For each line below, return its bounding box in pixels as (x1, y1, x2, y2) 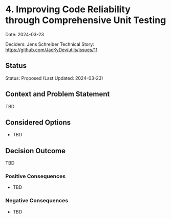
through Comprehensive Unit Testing (5, 14, 166, 26)
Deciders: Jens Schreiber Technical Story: (5, 41, 95, 47)
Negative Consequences (5, 197, 68, 204)
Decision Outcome (5, 147, 66, 155)
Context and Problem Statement (5, 90, 110, 99)
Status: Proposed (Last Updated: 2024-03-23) (5, 75, 103, 81)
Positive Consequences (5, 173, 66, 180)
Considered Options (5, 118, 71, 127)
